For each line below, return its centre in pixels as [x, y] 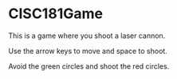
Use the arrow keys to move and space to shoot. [88, 51]
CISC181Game [56, 14]
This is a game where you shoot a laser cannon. [87, 36]
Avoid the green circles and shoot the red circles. [89, 66]
